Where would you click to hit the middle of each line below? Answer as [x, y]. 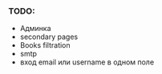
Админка [35, 29]
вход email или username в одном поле [87, 62]
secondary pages [49, 37]
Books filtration [45, 45]
